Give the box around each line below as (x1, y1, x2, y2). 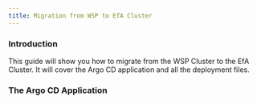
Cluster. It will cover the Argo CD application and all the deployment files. (8, 65, 251, 74)
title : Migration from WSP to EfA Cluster (8, 11, 153, 20)
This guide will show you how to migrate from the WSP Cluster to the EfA (8, 56, 250, 66)
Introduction (8, 38, 58, 49)
